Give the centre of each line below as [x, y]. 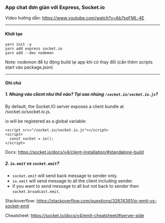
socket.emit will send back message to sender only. [65, 176]
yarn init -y [18, 44]
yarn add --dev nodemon [29, 53]
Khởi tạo [14, 34]
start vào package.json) [29, 67]
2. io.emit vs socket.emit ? [32, 163]
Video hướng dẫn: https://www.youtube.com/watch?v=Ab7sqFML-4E [75, 18]
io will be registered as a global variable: [46, 121]
